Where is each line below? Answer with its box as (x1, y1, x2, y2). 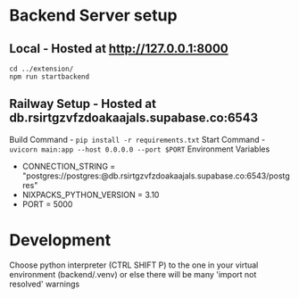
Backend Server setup (9, 5, 178, 26)
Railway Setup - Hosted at (9, 96, 156, 112)
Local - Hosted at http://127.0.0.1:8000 (9, 41, 229, 56)
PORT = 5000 (21, 198, 73, 210)
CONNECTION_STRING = (21, 161, 116, 171)
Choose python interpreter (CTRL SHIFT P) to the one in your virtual (9, 260, 259, 270)
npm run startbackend (9, 72, 90, 81)
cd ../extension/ (9, 64, 74, 73)
